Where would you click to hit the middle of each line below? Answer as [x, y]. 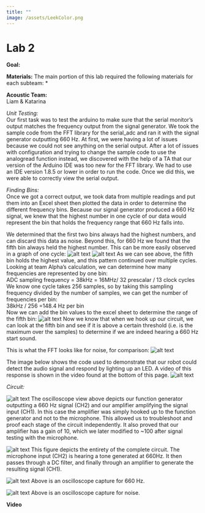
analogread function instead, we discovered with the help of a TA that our [99, 159]
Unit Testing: [22, 113]
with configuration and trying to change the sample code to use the [91, 152]
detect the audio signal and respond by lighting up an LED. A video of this [99, 369]
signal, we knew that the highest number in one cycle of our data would [96, 216]
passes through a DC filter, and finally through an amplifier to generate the [100, 463]
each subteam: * [27, 83]
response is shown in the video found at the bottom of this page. [88, 375]
